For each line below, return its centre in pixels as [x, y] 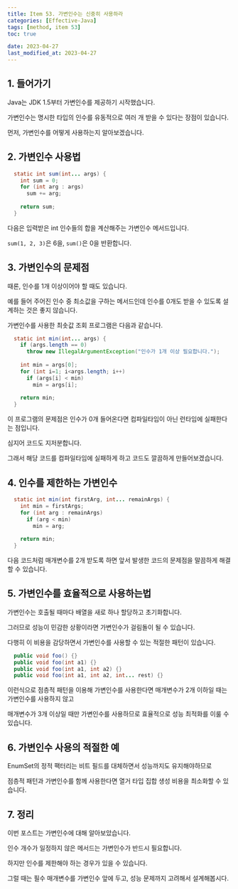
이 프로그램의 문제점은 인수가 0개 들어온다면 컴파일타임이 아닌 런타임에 [105, 419]
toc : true [22, 34]
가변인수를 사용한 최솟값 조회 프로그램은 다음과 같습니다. [85, 325]
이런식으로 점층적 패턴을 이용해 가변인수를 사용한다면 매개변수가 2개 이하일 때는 [117, 690]
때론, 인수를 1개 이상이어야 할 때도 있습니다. [67, 286]
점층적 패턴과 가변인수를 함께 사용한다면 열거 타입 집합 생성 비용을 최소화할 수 [114, 781]
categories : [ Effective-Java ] [52, 21]
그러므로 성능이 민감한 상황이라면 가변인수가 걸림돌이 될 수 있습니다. [101, 627]
